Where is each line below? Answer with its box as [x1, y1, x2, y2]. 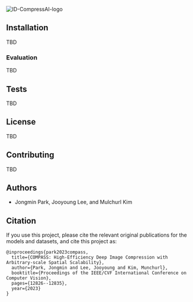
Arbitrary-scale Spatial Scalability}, [6, 260, 105, 266]
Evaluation [6, 53, 37, 62]
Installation [6, 23, 49, 33]
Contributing [6, 150, 54, 160]
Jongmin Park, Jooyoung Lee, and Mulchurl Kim [14, 199, 133, 206]
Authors [6, 183, 37, 193]
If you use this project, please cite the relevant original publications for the [6, 231, 188, 239]
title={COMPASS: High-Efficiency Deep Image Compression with [11, 255, 168, 260]
